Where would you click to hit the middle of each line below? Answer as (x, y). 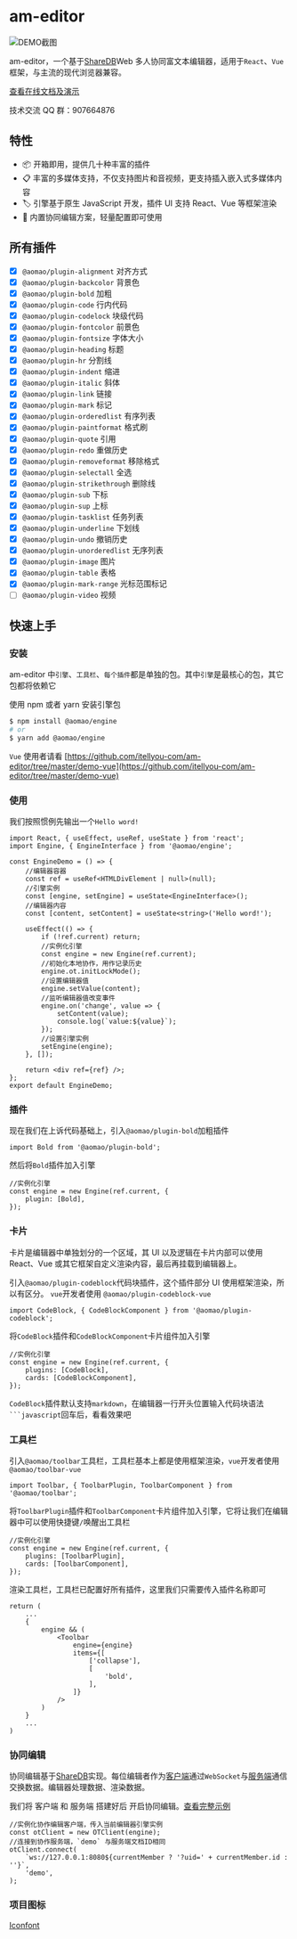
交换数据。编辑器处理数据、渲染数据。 (79, 1788)
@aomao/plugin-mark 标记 (67, 405)
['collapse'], (115, 1661)
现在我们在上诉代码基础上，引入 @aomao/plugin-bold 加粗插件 (119, 1131)
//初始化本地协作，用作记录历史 (92, 964)
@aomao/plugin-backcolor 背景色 (81, 282)
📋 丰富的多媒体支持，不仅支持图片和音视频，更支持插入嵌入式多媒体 (148, 178)
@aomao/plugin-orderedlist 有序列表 (88, 416)
